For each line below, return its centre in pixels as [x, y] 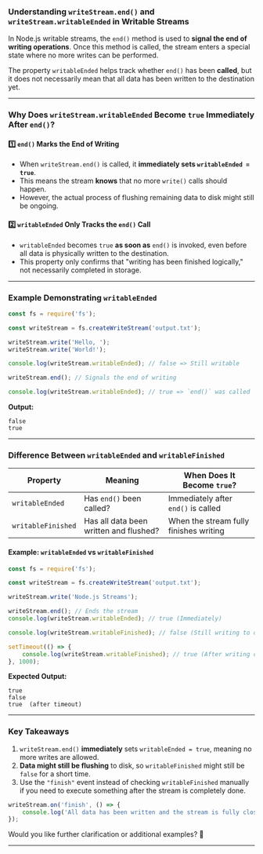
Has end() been [112, 498]
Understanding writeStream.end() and [81, 12]
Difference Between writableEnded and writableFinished [117, 455]
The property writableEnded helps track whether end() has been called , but [130, 71]
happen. [33, 189]
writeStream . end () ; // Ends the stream [73, 611]
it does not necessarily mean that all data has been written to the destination [131, 79]
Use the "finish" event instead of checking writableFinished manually [134, 782]
